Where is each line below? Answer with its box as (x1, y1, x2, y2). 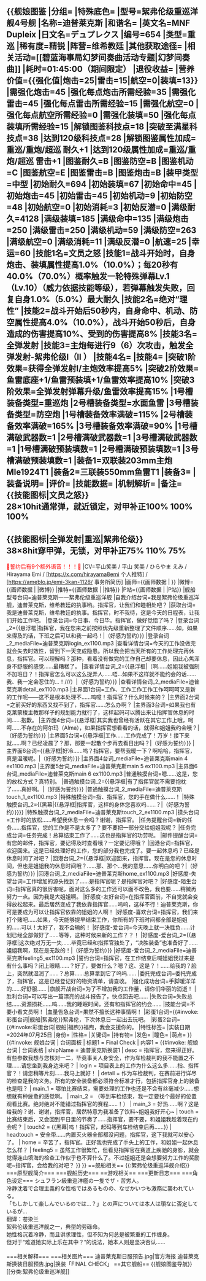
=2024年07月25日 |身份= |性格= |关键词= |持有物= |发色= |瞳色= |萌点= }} (6, 1031, 193, 1038)
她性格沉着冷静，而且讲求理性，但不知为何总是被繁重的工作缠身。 (6, 1231, 173, 1238)
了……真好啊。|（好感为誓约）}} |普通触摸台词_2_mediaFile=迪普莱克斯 (6, 785, 183, 793)
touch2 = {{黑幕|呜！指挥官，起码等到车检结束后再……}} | (27, 1123, 172, 1131)
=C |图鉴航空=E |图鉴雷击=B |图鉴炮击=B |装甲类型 (6, 168, 199, 178)
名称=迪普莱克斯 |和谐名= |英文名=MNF (40, 18, 191, 28)
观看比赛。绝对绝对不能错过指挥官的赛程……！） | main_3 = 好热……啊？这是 (6, 1100, 199, 1108)
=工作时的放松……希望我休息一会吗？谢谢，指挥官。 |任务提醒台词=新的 (6, 816, 188, 823)
